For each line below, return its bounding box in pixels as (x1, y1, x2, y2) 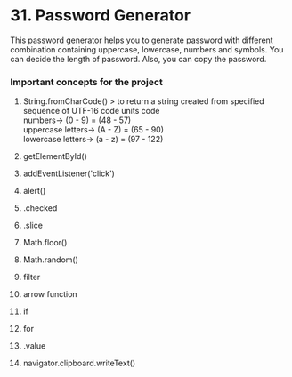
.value (22, 341, 46, 351)
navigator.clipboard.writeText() (22, 357, 136, 369)
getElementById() (22, 151, 88, 162)
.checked (22, 203, 58, 213)
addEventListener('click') (22, 168, 115, 179)
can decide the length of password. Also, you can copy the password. (10, 53, 267, 64)
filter (22, 272, 41, 283)
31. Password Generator (10, 5, 191, 26)
